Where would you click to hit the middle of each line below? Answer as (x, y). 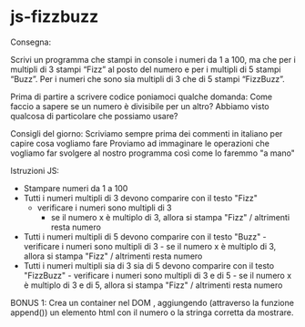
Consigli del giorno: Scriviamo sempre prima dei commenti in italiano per (147, 133)
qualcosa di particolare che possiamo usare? (94, 116)
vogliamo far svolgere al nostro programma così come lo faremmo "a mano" (152, 153)
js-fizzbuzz (55, 17)
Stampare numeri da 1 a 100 (76, 188)
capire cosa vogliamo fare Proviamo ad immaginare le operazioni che (140, 143)
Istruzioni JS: (35, 170)
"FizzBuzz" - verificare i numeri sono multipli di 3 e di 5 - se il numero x (158, 275)
